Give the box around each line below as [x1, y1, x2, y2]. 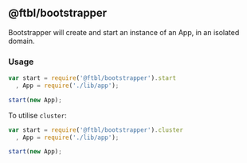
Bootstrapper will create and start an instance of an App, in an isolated [8, 27, 240, 37]
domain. [8, 36, 35, 46]
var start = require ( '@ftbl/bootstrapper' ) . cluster [8, 125, 183, 134]
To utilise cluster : [8, 110, 67, 120]
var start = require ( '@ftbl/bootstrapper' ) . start [8, 74, 177, 82]
